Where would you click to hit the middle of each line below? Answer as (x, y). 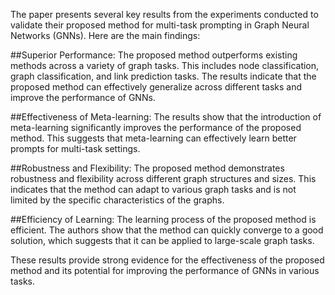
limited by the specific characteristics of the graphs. (117, 200)
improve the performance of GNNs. (83, 97)
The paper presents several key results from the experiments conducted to (164, 14)
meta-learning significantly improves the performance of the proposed (156, 127)
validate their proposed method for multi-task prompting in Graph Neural (160, 25)
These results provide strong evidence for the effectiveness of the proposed (167, 260)
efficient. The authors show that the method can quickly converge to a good (167, 230)
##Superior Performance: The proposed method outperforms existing (154, 55)
